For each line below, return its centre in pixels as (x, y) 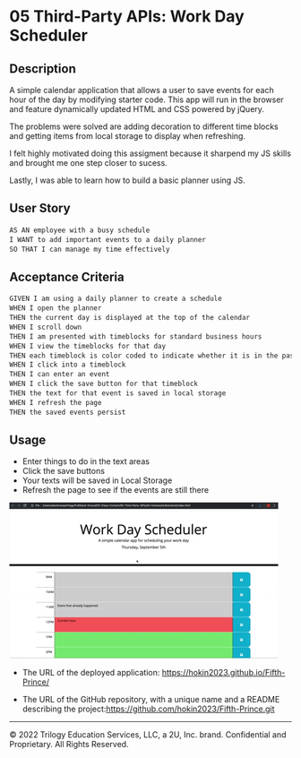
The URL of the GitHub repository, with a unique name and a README (151, 700)
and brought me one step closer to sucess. (88, 163)
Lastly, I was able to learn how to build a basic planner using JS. (128, 180)
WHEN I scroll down (46, 327)
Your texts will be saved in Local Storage (97, 480)
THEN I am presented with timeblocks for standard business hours (136, 336)
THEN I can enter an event (60, 375)
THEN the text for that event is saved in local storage (118, 393)
